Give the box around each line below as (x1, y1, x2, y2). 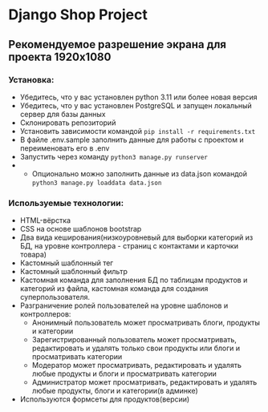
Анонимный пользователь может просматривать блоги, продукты (31, 318, 261, 328)
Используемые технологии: (8, 197, 124, 208)
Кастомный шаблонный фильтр (19, 267, 128, 277)
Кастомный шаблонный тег (19, 258, 114, 268)
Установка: (8, 74, 55, 85)
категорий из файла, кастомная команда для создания (19, 284, 209, 293)
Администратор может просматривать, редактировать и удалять (31, 378, 258, 387)
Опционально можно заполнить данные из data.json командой (31, 168, 247, 178)
